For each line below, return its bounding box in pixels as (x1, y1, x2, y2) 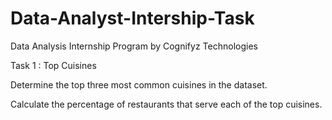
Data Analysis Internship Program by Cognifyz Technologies (10, 40, 258, 52)
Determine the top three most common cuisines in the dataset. (10, 78, 268, 91)
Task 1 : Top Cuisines (10, 59, 97, 71)
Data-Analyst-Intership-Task (10, 7, 255, 30)
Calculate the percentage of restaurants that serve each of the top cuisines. (10, 98, 323, 110)
